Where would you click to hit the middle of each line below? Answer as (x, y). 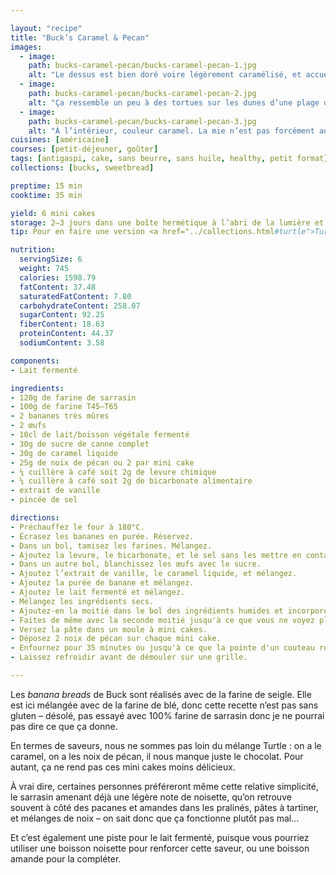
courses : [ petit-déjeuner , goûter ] (84, 149)
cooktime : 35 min (46, 195)
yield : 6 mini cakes (53, 213)
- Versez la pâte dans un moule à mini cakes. (109, 629)
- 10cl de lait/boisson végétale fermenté (100, 435)
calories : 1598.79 (58, 277)
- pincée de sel (44, 500)
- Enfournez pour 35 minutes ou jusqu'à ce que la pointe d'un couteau (162, 648)
